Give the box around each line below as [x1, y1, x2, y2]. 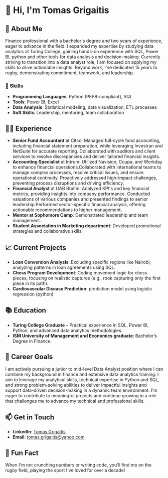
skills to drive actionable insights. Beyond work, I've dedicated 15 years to [5, 65, 158, 70]
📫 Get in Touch [5, 413, 55, 421]
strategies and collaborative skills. [12, 228, 83, 234]
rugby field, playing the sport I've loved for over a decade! [5, 467, 125, 473]
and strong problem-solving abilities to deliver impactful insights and [5, 382, 147, 388]
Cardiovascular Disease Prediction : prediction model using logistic [12, 285, 152, 291]
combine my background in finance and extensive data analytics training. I [5, 371, 159, 377]
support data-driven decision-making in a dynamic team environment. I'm [5, 387, 158, 393]
